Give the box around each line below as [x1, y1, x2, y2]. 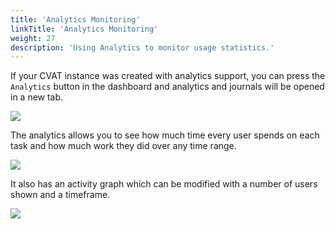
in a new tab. [10, 91, 64, 103]
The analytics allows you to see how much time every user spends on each [10, 129, 320, 141]
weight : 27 [10, 33, 56, 43]
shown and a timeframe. [10, 189, 111, 201]
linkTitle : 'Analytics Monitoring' [10, 24, 159, 34]
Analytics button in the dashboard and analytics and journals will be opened [10, 81, 325, 93]
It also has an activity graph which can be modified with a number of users [10, 178, 318, 190]
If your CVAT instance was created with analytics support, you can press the [10, 70, 326, 82]
